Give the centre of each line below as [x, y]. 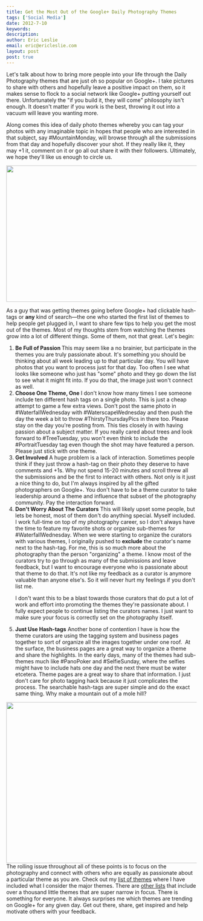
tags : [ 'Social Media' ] [36, 18]
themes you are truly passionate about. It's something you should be [100, 354]
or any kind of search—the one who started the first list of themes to [104, 316]
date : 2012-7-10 [27, 23]
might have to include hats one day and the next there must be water [101, 668]
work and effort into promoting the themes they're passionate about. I [101, 605]
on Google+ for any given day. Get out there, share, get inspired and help [97, 905]
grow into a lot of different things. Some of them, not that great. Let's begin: [100, 336]
